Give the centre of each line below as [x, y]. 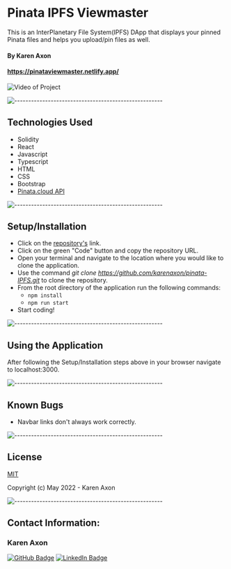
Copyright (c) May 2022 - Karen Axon [62, 487]
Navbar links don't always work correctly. [77, 422]
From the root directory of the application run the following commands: [119, 288]
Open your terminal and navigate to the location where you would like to [120, 258]
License [25, 457]
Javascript [32, 154]
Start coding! [36, 310]
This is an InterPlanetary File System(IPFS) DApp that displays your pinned [114, 32]
